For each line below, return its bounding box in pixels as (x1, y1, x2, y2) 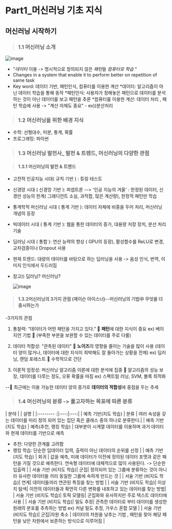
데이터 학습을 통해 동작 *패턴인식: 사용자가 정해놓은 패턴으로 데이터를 (18, 89, 157, 95)
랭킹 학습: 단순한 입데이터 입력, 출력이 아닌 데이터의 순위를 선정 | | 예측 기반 (12, 447, 163, 453)
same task (12, 77, 35, 83)
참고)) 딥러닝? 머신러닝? (12, 273, 61, 280)
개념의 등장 (12, 210, 35, 217)
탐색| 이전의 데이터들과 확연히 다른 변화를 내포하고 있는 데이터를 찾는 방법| (18, 485, 167, 492)
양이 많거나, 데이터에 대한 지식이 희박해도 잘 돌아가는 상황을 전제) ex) (18, 349, 157, 356)
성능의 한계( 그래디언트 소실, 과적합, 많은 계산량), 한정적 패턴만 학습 (22, 193, 157, 199)
